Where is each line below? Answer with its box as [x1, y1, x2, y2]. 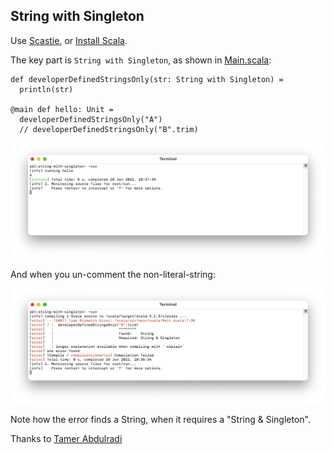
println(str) [19, 84, 74, 94]
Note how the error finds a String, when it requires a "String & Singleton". [10, 414, 311, 426]
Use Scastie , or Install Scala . [10, 34, 128, 46]
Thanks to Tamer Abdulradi [10, 433, 123, 445]
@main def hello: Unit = [10, 104, 114, 114]
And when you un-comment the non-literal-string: [10, 268, 216, 280]
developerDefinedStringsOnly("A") [19, 114, 163, 124]
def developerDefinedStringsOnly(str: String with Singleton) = [10, 74, 284, 84]
